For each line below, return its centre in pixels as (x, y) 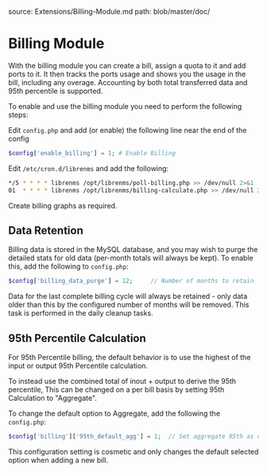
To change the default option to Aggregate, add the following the (114, 413)
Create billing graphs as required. (63, 205)
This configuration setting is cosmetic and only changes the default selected (133, 452)
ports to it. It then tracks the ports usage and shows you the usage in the (127, 74)
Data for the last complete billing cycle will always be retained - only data (128, 297)
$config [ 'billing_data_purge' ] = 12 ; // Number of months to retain (131, 281)
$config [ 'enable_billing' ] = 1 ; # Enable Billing (92, 153)
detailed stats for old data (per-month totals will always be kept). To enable (131, 258)
